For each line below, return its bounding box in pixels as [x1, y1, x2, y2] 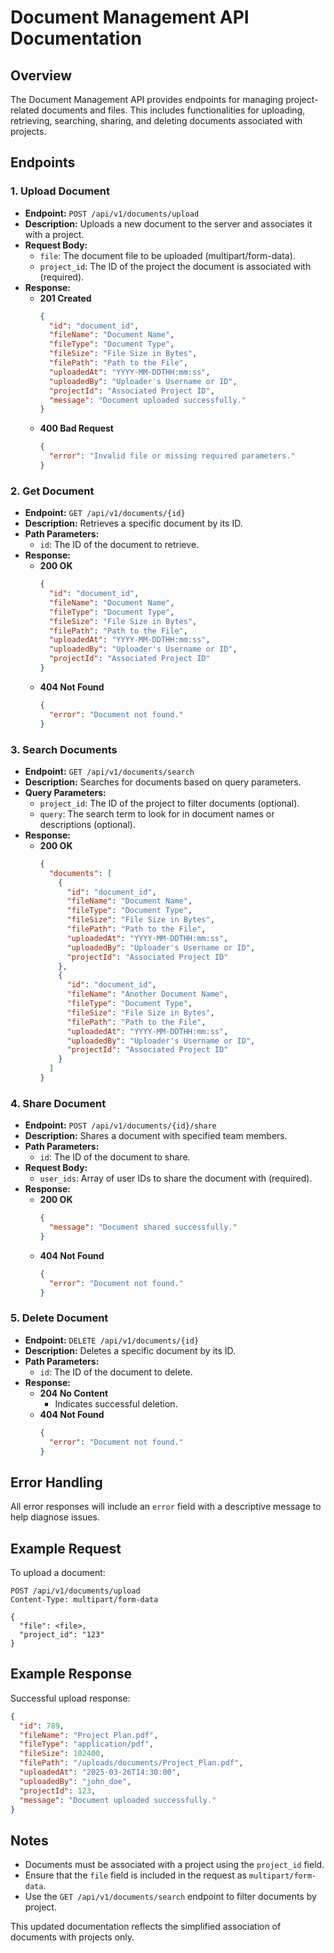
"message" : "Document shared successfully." [48, 1222, 238, 1233]
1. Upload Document [10, 184, 110, 198]
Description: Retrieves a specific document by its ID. [24, 517, 243, 530]
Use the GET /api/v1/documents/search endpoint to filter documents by [24, 1891, 317, 1903]
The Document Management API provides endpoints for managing [10, 94, 284, 105]
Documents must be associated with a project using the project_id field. [24, 1859, 325, 1871]
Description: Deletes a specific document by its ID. [24, 1344, 237, 1356]
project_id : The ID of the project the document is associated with [39, 260, 312, 272]
